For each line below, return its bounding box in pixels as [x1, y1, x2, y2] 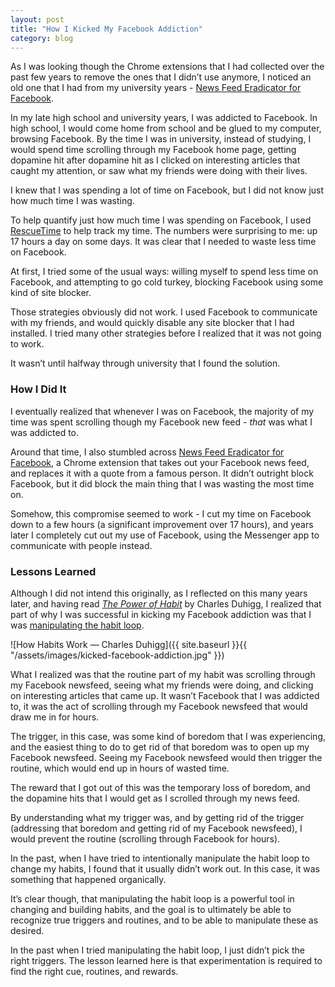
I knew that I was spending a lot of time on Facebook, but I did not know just [10, 184, 325, 196]
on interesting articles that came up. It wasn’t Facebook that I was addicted [10, 689, 320, 701]
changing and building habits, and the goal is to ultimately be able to [10, 903, 292, 915]
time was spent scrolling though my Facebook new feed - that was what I [10, 416, 313, 428]
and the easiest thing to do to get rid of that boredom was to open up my [10, 741, 310, 753]
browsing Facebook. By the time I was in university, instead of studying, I [10, 133, 312, 145]
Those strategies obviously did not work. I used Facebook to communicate [10, 306, 318, 318]
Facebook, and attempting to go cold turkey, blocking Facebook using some [10, 276, 324, 288]
